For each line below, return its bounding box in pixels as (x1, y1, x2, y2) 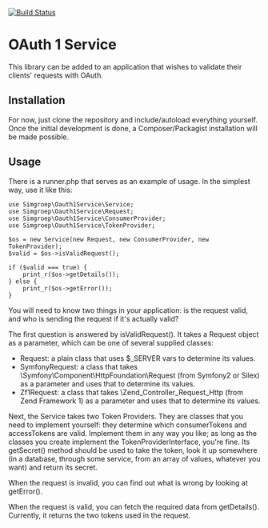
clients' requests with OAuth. (8, 70, 104, 80)
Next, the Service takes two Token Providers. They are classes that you (8, 411, 244, 421)
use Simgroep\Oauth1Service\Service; (8, 200, 134, 208)
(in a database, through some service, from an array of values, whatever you (8, 454, 261, 463)
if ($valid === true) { (8, 263, 88, 271)
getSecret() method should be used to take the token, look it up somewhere (8, 445, 258, 455)
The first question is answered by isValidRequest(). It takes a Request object (8, 329, 259, 339)
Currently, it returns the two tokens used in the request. (8, 510, 191, 520)
